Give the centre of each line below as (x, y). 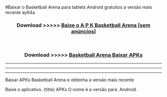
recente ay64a (20, 12)
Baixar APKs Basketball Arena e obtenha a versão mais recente (70, 80)
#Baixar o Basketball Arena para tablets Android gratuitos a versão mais (79, 7)
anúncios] (83, 31)
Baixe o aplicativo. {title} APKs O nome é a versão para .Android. (71, 89)
